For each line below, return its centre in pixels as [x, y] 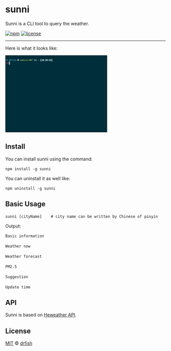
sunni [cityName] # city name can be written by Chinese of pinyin [82, 216]
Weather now [18, 246]
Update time [18, 287]
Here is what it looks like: [31, 48]
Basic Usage [25, 204]
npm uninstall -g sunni [31, 188]
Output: [13, 226]
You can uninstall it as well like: [38, 178]
